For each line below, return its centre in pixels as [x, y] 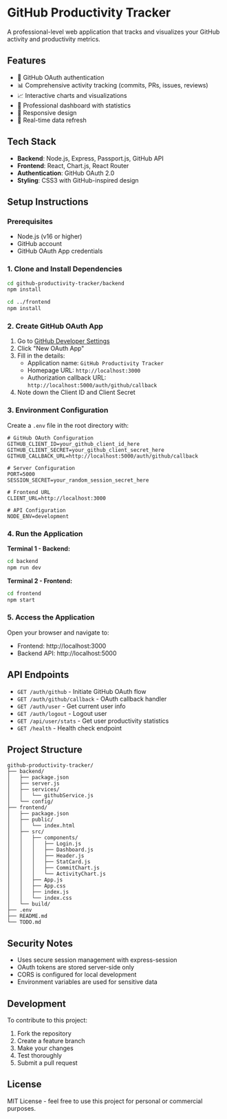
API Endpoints [38, 675]
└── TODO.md [24, 922]
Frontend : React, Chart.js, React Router [73, 165]
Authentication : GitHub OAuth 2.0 [66, 173]
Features [26, 61]
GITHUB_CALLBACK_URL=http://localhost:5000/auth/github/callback [102, 456]
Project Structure [45, 749]
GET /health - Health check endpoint [69, 728]
